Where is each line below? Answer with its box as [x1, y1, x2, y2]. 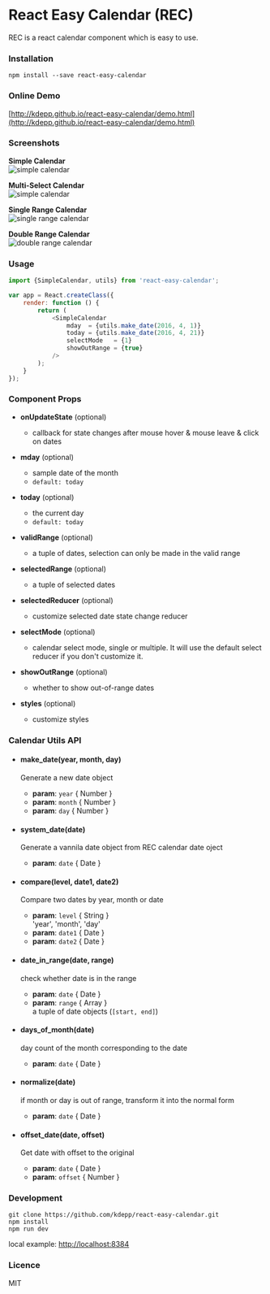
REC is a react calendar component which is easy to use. [8, 33, 199, 42]
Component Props [8, 393, 82, 405]
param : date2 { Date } [32, 936, 105, 946]
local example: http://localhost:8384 [8, 1240, 130, 1249]
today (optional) [19, 492, 75, 502]
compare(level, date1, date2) [19, 876, 119, 887]
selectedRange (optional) [19, 563, 107, 574]
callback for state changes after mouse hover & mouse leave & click [32, 428, 259, 437]
